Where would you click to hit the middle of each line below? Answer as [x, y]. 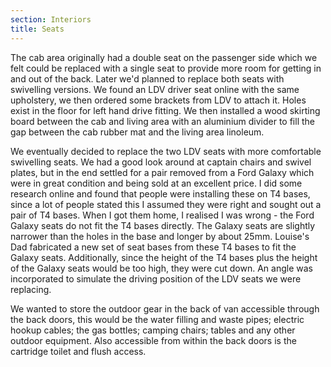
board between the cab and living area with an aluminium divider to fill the [162, 121]
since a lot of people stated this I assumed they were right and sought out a [166, 204]
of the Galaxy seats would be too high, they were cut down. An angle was [161, 268]
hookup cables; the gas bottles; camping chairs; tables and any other [153, 330]
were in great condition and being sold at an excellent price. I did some [156, 183]
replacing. [31, 289]
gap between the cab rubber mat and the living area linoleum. [137, 132]
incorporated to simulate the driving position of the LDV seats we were [156, 278]
